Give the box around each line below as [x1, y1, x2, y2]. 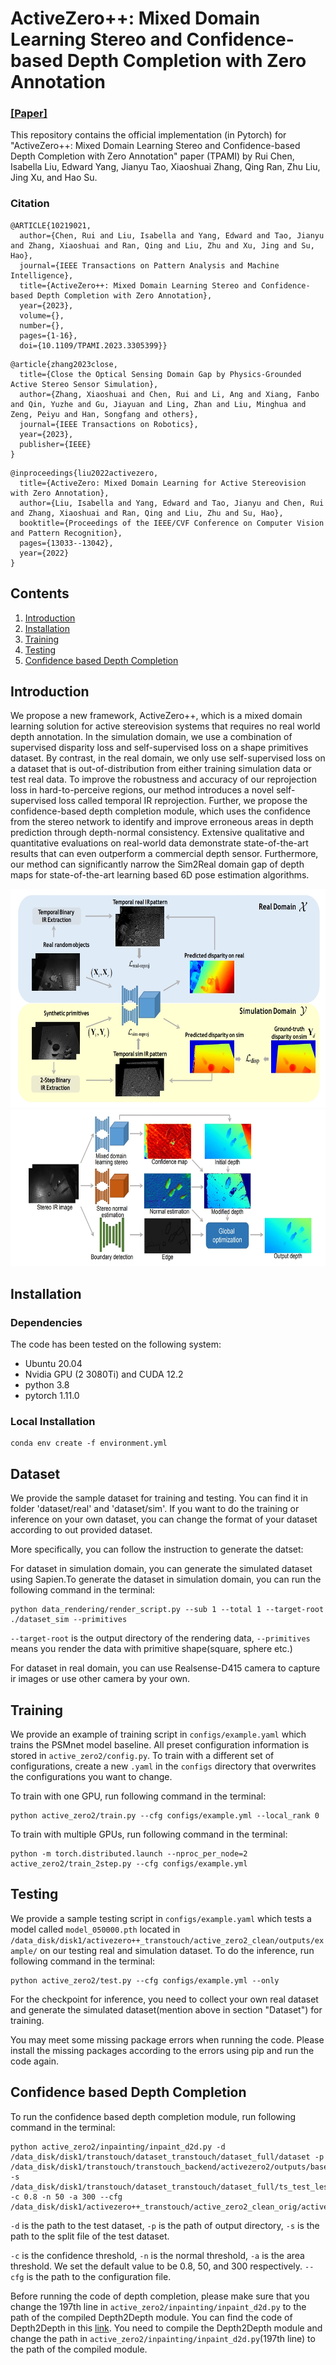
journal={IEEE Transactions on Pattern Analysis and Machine [19, 260, 280, 271]
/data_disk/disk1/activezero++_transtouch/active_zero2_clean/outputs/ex [10, 1935, 325, 1946]
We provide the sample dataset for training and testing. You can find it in [10, 1492, 308, 1504]
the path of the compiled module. [10, 2343, 148, 2355]
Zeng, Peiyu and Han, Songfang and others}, [10, 409, 199, 419]
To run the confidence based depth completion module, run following [10, 2110, 297, 2122]
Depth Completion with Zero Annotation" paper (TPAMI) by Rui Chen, [10, 150, 295, 162]
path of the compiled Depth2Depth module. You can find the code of [10, 2311, 293, 2323]
